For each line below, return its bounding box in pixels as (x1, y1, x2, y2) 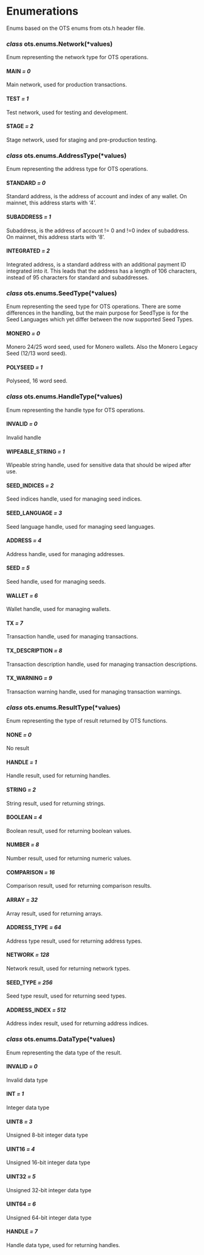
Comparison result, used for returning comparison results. (6, 882, 152, 890)
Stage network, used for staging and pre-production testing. (6, 136, 157, 143)
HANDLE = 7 (6, 1228, 38, 1235)
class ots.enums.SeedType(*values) (6, 288, 117, 297)
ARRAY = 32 (6, 896, 38, 903)
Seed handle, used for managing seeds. (6, 577, 106, 585)
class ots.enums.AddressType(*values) (6, 151, 127, 160)
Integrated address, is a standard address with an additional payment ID (6, 260, 186, 268)
